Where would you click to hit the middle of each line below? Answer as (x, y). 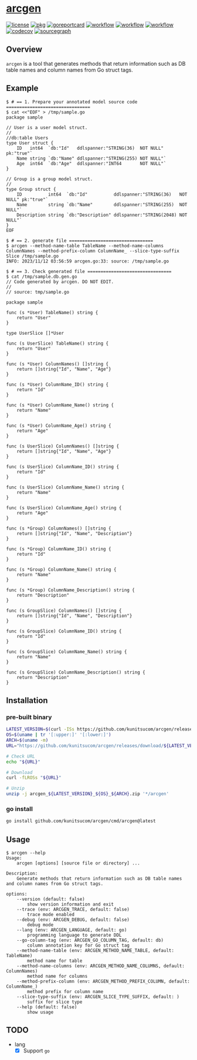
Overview (24, 50)
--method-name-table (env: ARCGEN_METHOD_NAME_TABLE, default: (96, 950)
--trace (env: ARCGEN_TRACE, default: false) (73, 909)
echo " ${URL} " (23, 762)
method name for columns (57, 976)
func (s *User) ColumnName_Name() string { (60, 405)
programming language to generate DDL (74, 935)
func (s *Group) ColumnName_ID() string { (59, 549)
